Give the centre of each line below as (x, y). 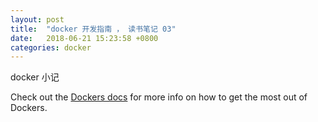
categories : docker (51, 47)
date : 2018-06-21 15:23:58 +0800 (84, 38)
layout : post (37, 19)
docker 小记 (35, 77)
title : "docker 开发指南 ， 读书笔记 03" (93, 29)
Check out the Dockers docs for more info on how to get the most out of (159, 97)
